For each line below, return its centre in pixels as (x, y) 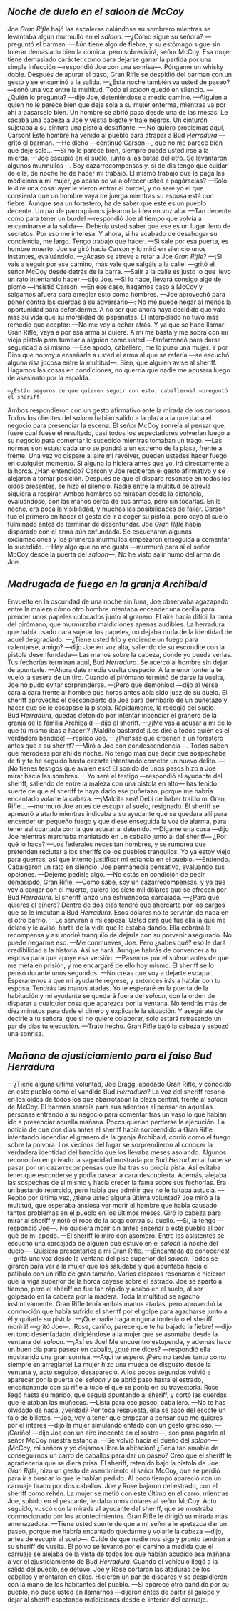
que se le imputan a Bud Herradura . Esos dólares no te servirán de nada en (118, 912)
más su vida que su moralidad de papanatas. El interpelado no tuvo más (113, 317)
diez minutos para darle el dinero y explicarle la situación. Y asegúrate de (115, 1011)
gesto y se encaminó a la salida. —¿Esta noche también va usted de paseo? (119, 82)
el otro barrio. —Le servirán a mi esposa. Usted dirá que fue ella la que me (117, 920)
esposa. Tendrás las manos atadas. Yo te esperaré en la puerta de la (108, 988)
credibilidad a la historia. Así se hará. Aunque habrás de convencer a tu (112, 950)
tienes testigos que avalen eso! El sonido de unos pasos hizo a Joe (117, 768)
